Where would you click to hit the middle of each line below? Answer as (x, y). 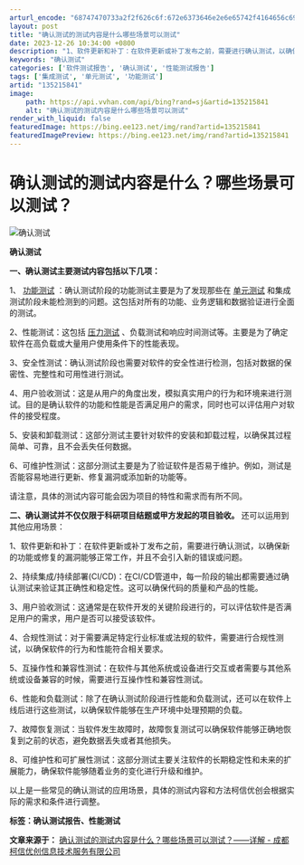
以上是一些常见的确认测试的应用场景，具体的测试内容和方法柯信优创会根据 (148, 790)
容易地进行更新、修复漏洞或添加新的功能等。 (108, 477)
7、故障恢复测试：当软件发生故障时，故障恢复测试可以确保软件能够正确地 (146, 728)
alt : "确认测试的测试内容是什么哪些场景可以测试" (107, 110)
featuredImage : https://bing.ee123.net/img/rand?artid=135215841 (135, 128)
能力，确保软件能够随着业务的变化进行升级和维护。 (112, 771)
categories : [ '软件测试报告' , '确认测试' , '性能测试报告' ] (112, 69)
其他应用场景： (37, 527)
